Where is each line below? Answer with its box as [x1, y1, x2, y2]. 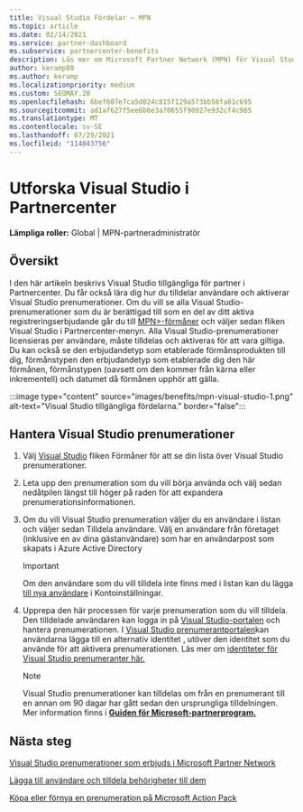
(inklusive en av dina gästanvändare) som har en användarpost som [22, 534, 275, 545]
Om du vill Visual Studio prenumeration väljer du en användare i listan [22, 514, 281, 525]
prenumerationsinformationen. [22, 497, 136, 508]
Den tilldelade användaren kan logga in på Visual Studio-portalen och [22, 615, 280, 626]
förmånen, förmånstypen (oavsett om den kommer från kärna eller [9, 363, 256, 375]
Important [22, 561, 60, 572]
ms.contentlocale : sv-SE [9, 123, 103, 132]
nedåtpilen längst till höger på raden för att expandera [22, 487, 224, 498]
